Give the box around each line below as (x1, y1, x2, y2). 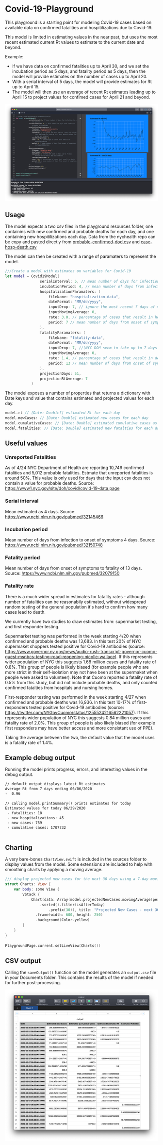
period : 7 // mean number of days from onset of (48, 320, 149, 325)
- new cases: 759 (7, 821, 42, 825)
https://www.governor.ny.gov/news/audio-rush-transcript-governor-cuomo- (5, 648, 158, 654)
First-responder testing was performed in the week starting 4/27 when (5, 694, 147, 700)
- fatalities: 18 (7, 811, 42, 816)
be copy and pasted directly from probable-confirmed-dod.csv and (5, 239, 140, 245)
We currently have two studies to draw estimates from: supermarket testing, (5, 618, 157, 624)
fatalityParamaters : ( (39, 330, 86, 335)
